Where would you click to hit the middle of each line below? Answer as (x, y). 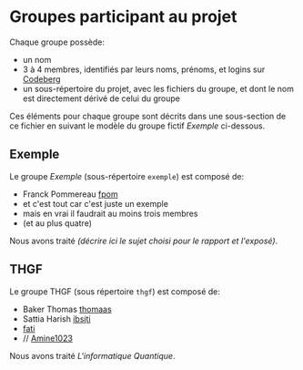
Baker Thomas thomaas (67, 309)
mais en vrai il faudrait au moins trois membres (110, 213)
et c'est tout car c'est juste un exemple (95, 203)
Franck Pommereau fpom (70, 194)
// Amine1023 (47, 338)
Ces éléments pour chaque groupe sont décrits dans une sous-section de (148, 116)
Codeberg (41, 78)
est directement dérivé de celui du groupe (101, 98)
